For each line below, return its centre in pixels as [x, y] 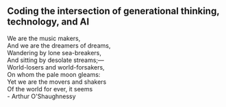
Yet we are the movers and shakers [57, 82]
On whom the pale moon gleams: [54, 74]
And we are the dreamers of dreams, [59, 45]
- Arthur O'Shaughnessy [42, 96]
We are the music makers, [44, 38]
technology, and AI [48, 22]
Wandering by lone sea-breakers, [54, 52]
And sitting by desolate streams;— [56, 60]
